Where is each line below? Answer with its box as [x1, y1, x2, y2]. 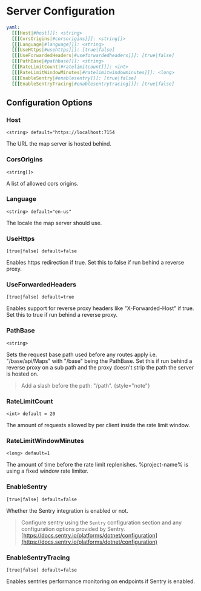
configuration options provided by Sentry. [21, 525, 125, 532]
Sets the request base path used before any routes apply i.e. [6, 351, 157, 358]
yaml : [6, 24, 20, 30]
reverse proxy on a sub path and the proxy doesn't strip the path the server [6, 363, 194, 371]
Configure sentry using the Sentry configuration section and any [21, 519, 182, 526]
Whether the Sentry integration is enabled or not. [6, 507, 128, 514]
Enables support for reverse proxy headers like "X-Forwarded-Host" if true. [6, 305, 194, 312]
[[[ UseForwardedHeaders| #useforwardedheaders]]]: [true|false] [12, 53, 174, 59]
